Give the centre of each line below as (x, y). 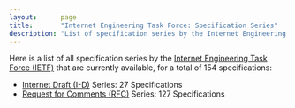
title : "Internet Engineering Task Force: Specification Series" (144, 25)
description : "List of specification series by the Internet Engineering (148, 33)
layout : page (43, 17)
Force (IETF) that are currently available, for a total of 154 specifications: (140, 68)
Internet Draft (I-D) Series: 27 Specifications (102, 85)
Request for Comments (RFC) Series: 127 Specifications (123, 94)
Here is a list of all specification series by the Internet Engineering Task (138, 59)
